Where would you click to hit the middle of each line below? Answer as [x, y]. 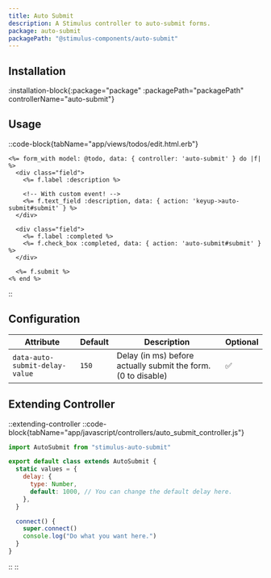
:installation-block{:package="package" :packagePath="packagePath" [126, 90]
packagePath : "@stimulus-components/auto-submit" [94, 38]
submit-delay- [40, 365]
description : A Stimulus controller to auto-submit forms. [110, 23]
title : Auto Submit [41, 16]
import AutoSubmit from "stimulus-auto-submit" [90, 447]
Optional [242, 341]
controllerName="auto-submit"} [62, 99]
